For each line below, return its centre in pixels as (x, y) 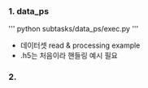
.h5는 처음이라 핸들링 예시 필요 (69, 56)
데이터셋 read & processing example (80, 45)
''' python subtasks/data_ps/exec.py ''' (74, 29)
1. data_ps (29, 11)
